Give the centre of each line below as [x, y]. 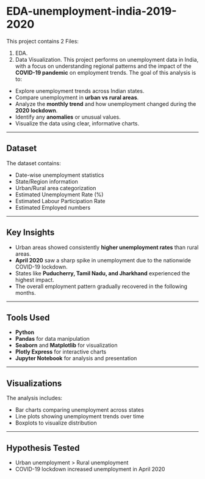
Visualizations [34, 383]
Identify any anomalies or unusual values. [68, 117]
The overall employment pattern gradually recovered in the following [101, 286]
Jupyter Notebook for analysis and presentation [76, 358]
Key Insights [31, 233]
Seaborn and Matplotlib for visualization [66, 345]
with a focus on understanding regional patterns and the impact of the [103, 66]
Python [25, 332]
